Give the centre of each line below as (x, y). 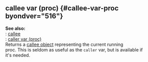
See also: (15, 28)
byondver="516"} (34, 16)
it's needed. (18, 55)
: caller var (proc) (23, 39)
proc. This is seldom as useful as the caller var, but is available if (74, 49)
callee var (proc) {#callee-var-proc (62, 8)
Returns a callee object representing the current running (64, 44)
